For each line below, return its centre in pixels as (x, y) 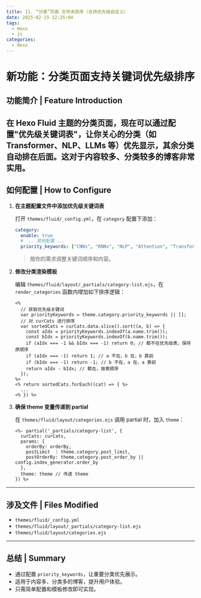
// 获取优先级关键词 (42, 309)
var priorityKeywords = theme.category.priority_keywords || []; (103, 315)
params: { (33, 441)
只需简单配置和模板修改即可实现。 (57, 589)
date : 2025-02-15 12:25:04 (40, 17)
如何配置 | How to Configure (59, 190)
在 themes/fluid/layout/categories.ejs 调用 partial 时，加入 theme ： (99, 420)
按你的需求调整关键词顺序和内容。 (72, 259)
